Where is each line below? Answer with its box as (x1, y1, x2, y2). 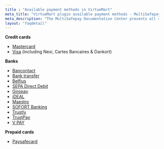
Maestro (12, 99, 29, 105)
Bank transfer (12, 73, 40, 79)
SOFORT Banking (12, 104, 47, 110)
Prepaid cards (5, 129, 34, 135)
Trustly (12, 109, 26, 115)
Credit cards (5, 34, 31, 40)
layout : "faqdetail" (5, 21, 47, 26)
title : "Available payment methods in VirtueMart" (5, 7, 112, 12)
